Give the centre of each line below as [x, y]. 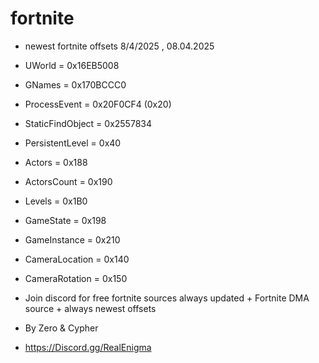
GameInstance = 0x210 [72, 239]
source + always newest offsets [90, 308]
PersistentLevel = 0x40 [73, 143]
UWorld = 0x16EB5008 [72, 65]
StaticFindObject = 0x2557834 [88, 123]
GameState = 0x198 [65, 220]
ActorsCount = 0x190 [68, 181]
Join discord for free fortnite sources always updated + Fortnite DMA [167, 298]
